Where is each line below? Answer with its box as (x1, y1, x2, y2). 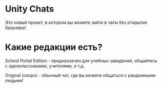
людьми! (5, 77, 23, 83)
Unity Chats (5, 3, 55, 15)
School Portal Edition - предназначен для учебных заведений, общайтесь (5, 57, 158, 64)
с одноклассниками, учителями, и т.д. (5, 63, 85, 69)
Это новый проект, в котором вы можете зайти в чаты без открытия (5, 19, 147, 25)
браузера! (5, 24, 26, 30)
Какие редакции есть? (5, 42, 102, 53)
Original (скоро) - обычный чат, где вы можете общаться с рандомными (5, 72, 156, 78)
